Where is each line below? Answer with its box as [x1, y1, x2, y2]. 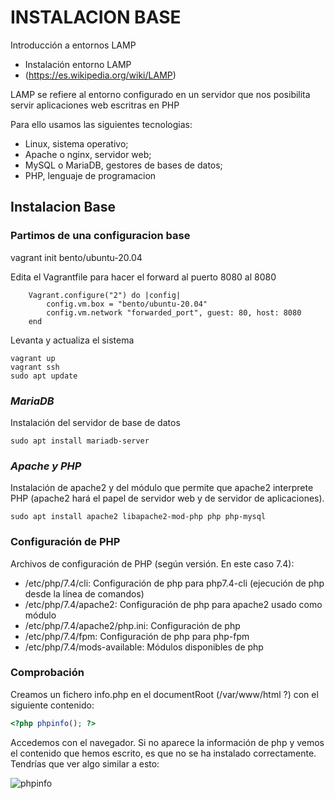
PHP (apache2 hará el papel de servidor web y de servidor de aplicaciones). [10, 492, 325, 505]
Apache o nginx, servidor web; [24, 148, 152, 160]
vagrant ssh [10, 362, 60, 372]
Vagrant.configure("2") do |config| [28, 290, 182, 300]
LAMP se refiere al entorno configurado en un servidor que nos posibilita [10, 88, 311, 100]
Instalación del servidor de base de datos [10, 416, 181, 428]
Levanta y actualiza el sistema [10, 334, 135, 346]
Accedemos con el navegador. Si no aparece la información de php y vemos [10, 736, 325, 748]
